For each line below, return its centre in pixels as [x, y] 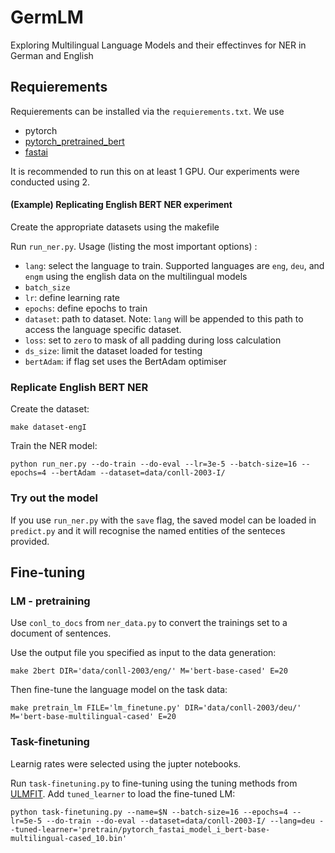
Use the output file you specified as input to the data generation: [143, 653]
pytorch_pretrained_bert [74, 141]
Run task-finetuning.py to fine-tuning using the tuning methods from [154, 783]
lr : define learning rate [72, 297]
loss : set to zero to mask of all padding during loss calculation [153, 340]
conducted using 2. [50, 182]
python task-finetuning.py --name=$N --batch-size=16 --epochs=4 [149, 812]
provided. [30, 541]
